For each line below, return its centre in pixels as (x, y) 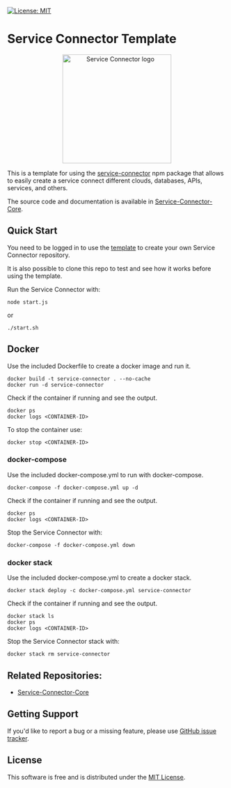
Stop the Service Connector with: (55, 532)
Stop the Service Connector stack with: (63, 642)
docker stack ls (31, 617)
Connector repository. (39, 255)
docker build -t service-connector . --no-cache (79, 379)
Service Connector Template (92, 39)
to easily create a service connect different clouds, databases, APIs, (105, 180)
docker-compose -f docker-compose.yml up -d (73, 488)
